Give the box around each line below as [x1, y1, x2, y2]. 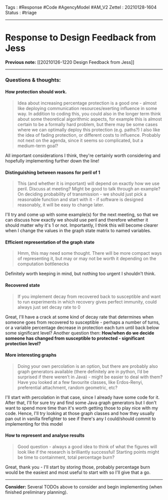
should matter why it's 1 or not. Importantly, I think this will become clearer [5, 222, 158, 228]
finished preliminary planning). [5, 489, 68, 495]
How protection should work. [5, 89, 67, 95]
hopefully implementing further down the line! [5, 158, 99, 164]
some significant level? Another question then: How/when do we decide [5, 330, 154, 336]
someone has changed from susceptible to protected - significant [5, 335, 145, 341]
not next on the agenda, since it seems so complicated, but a [17, 138, 143, 144]
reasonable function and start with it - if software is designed [17, 196, 143, 203]
